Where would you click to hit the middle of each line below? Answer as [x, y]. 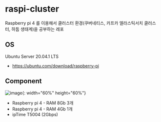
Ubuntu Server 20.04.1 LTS [32, 56]
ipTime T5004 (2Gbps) [35, 114]
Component [24, 81]
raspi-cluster [32, 9]
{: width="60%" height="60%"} [54, 93]
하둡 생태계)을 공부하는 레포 [38, 29]
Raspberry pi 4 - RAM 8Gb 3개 [43, 103]
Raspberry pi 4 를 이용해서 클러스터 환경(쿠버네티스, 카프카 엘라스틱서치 [74, 23]
